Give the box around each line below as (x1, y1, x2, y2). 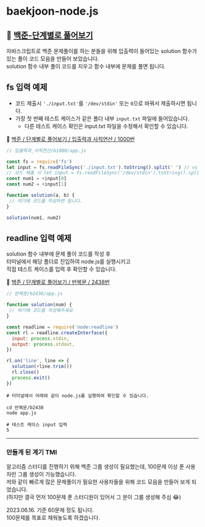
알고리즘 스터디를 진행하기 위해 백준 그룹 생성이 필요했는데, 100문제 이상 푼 (6, 462, 185, 470)
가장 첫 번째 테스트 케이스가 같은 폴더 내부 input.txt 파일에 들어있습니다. (15, 115, 190, 122)
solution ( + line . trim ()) (12, 364, 72, 370)
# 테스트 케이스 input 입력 (6, 421, 68, 428)
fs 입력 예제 (6, 82, 48, 93)
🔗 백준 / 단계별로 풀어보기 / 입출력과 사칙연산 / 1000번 (6, 135, 135, 143)
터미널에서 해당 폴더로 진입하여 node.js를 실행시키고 (6, 258, 131, 265)
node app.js (6, 410, 37, 416)
